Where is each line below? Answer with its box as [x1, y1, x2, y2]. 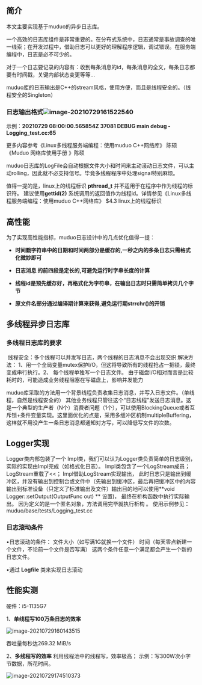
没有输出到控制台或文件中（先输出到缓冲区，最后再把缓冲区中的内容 [26, 478, 196, 485]
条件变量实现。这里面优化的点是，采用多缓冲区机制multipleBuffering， [20, 411, 195, 419]
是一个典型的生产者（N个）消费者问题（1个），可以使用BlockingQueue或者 [6, 404, 190, 411]
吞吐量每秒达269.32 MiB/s [6, 639, 71, 647]
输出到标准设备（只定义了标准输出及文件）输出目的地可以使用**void [6, 485, 175, 493]
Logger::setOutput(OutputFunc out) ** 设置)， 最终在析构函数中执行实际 [6, 493, 185, 500]
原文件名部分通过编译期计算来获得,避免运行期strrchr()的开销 [14, 299, 165, 307]
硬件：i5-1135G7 [6, 602, 47, 609]
